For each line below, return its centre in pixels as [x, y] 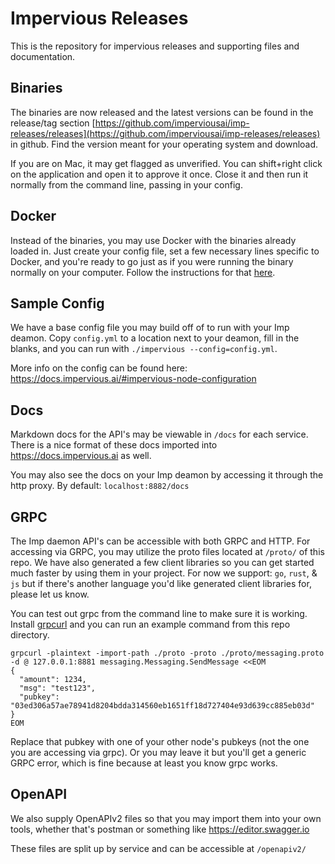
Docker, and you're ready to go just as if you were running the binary [152, 261]
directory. [30, 635]
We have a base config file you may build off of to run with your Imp [150, 328]
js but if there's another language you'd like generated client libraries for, [161, 583]
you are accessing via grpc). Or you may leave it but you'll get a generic [158, 752]
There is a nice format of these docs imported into [114, 445]
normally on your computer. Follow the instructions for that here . [143, 272]
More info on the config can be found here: [99, 368]
